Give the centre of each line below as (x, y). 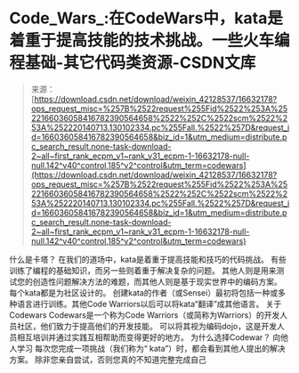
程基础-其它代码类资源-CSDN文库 (133, 63)
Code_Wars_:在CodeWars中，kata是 (146, 18)
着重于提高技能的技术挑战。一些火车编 (150, 41)
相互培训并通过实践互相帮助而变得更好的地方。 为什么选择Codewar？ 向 (149, 337)
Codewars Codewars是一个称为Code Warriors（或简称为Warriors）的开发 (145, 315)
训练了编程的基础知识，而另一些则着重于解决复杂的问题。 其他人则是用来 (143, 270)
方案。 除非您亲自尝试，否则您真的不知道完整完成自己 (108, 359)
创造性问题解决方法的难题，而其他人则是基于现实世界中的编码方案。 (157, 281)
